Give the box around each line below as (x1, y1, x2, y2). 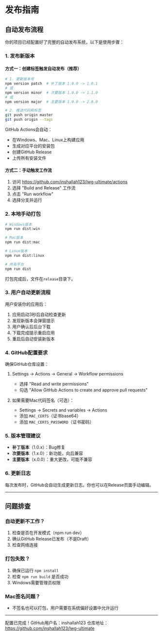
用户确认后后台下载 (12, 323, 51, 329)
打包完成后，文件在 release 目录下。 (5, 276, 76, 281)
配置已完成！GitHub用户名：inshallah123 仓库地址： (5, 619, 109, 626)
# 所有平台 (5, 262, 24, 267)
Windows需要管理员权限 (12, 580, 61, 585)
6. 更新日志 (5, 470, 31, 477)
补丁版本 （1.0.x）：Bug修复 (12, 444, 65, 450)
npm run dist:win (5, 226, 40, 231)
